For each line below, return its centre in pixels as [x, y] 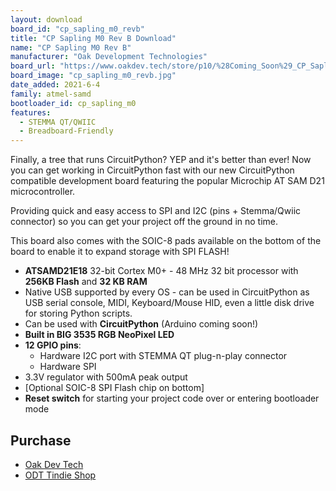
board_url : [33, 66]
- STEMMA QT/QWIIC [58, 122]
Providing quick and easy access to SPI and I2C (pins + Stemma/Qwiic [156, 211]
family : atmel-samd [51, 94]
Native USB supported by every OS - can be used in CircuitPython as [167, 292]
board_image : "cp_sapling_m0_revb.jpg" [93, 76]
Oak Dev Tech [54, 464]
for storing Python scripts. [78, 313]
